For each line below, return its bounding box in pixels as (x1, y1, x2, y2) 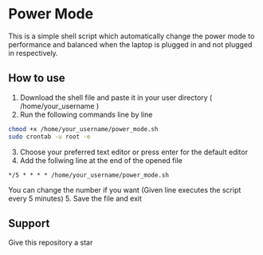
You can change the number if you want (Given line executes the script (8, 185, 241, 194)
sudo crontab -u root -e (8, 133, 91, 141)
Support (8, 217, 50, 230)
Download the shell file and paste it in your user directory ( (19, 93, 213, 102)
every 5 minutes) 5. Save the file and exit (8, 193, 142, 203)
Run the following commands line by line (19, 110, 153, 119)
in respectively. (8, 48, 58, 58)
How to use (8, 71, 65, 85)
